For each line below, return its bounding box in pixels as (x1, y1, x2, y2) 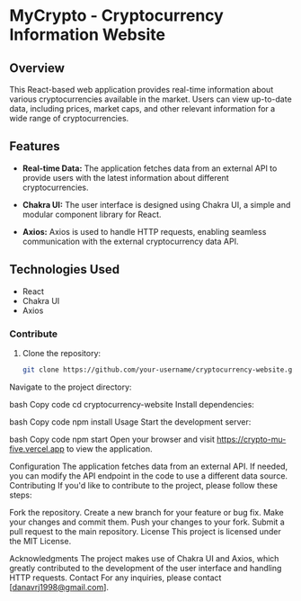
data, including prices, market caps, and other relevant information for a (9, 103, 276, 113)
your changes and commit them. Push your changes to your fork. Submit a (9, 516, 285, 527)
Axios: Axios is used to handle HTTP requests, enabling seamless (22, 226, 267, 237)
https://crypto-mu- (217, 434, 287, 444)
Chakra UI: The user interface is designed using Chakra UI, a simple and (22, 199, 291, 210)
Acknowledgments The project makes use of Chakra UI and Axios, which (9, 552, 279, 563)
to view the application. (66, 443, 153, 454)
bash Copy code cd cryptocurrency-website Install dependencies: (9, 399, 254, 409)
